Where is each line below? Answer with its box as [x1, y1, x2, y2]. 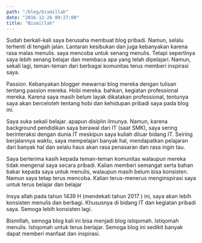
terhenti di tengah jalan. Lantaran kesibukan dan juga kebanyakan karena [6, 43, 188, 50]
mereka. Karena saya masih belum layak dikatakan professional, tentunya [6, 93, 189, 100]
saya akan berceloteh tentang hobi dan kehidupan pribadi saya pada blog [6, 100, 189, 107]
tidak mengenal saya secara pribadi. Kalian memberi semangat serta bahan [6, 161, 194, 169]
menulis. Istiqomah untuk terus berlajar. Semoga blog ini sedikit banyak [6, 224, 183, 231]
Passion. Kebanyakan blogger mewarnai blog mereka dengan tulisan [6, 80, 177, 88]
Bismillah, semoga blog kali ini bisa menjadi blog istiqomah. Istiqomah [6, 217, 179, 224]
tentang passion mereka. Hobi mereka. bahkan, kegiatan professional [6, 87, 179, 94]
